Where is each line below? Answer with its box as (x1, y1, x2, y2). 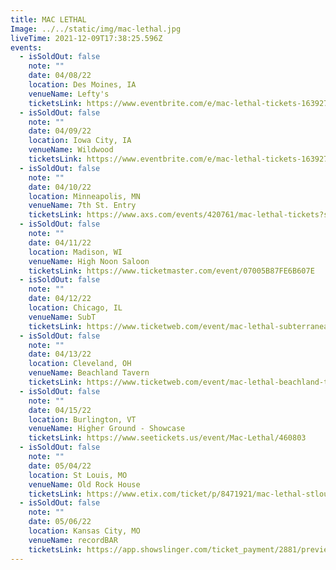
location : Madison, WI (28, 247, 123, 257)
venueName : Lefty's (28, 89, 110, 99)
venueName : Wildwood (28, 145, 114, 155)
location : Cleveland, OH (28, 359, 132, 369)
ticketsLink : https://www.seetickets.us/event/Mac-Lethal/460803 (28, 433, 307, 443)
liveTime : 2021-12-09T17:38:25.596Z (10, 33, 163, 43)
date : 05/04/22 (28, 461, 92, 471)
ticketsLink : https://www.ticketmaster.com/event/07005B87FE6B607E (28, 266, 315, 276)
